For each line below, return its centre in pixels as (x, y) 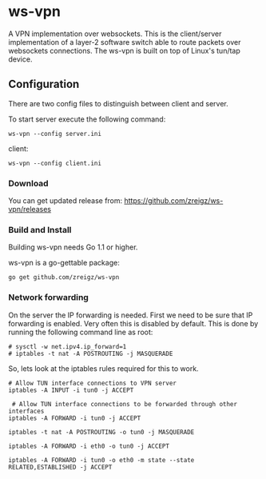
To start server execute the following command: (87, 119)
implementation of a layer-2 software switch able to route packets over (125, 42)
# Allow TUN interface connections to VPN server (93, 383)
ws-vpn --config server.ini (55, 134)
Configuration (44, 84)
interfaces (26, 411)
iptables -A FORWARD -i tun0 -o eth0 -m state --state (101, 460)
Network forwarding (49, 297)
